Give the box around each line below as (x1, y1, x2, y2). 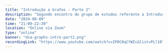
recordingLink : (5, 40, 37, 45)
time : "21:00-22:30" (5, 21, 48, 26)
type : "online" (5, 30, 37, 35)
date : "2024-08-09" (5, 16, 46, 21)
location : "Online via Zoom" (5, 26, 66, 31)
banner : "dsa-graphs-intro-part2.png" (5, 35, 86, 40)
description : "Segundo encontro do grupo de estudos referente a (5, 12, 144, 17)
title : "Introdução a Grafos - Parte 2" (5, 7, 91, 12)
